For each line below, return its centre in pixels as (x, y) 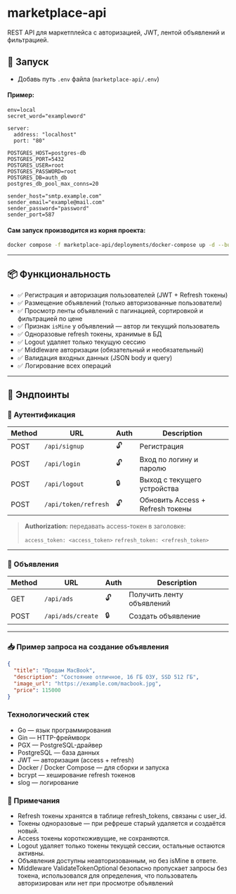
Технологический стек (48, 715)
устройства (159, 488)
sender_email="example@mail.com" (56, 202)
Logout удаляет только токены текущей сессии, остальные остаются (121, 845)
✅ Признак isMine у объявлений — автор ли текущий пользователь (118, 326)
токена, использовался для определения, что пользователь (107, 875)
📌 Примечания (34, 800)
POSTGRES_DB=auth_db (38, 177)
